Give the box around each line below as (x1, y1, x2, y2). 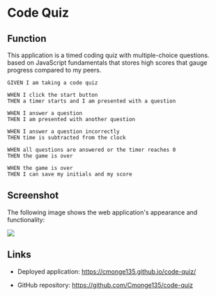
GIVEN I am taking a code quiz (7, 79, 98, 86)
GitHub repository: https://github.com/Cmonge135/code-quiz (17, 281, 194, 289)
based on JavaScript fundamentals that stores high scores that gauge (7, 59, 208, 67)
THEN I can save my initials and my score (7, 171, 132, 178)
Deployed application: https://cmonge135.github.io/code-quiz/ (17, 267, 196, 276)
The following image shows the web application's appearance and (7, 208, 198, 217)
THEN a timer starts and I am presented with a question (7, 98, 176, 104)
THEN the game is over (7, 153, 73, 159)
